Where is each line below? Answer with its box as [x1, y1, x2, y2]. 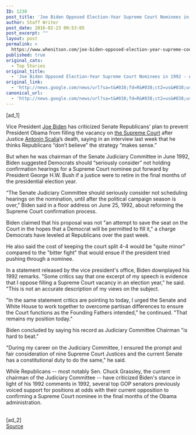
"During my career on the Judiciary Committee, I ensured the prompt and [6, 344, 182, 351]
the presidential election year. [6, 178, 78, 185]
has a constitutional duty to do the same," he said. [6, 356, 127, 363]
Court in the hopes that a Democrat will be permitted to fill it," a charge [6, 225, 176, 232]
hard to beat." [6, 333, 39, 340]
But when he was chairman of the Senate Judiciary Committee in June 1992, [6, 153, 190, 160]
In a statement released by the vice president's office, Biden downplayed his [6, 267, 190, 274]
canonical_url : [6, 90, 43, 96]
